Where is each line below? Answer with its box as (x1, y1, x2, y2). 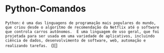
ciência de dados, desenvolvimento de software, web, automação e (5, 38, 146, 43)
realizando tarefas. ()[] (5, 42, 58, 48)
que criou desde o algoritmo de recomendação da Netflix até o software (5, 24, 160, 30)
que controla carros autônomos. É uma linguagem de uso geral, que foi (5, 29, 160, 34)
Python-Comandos (5, 3, 86, 14)
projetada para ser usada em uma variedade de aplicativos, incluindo (5, 33, 155, 38)
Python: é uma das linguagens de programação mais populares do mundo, (5, 20, 156, 25)
